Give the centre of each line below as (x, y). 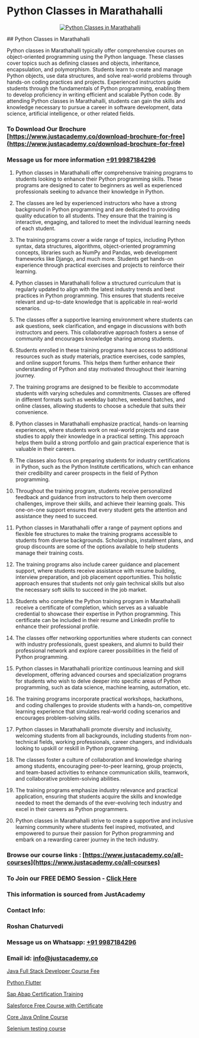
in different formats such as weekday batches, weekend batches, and (100, 400)
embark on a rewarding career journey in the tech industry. (87, 840)
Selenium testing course (36, 1028)
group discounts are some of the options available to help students (97, 547)
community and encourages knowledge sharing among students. (95, 339)
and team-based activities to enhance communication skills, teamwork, (102, 772)
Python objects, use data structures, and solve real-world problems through (99, 75)
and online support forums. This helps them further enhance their (95, 363)
